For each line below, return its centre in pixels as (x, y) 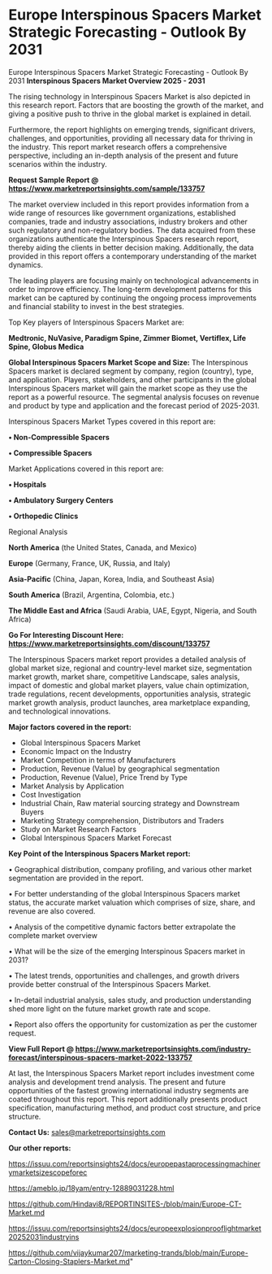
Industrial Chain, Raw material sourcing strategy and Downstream (130, 803)
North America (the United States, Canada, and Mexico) (103, 548)
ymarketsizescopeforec (48, 1172)
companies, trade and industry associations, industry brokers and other (128, 221)
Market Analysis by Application (72, 786)
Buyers (32, 812)
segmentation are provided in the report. (76, 878)
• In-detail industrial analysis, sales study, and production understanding (130, 1000)
